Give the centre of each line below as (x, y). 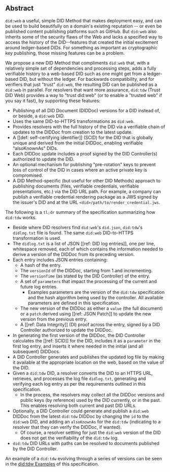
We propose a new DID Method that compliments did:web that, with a (77, 62)
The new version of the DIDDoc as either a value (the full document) (92, 308)
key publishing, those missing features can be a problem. (65, 53)
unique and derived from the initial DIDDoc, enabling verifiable (78, 143)
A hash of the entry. (41, 265)
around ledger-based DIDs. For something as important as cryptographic (81, 47)
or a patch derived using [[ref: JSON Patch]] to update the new (86, 313)
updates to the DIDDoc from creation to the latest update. (73, 132)
